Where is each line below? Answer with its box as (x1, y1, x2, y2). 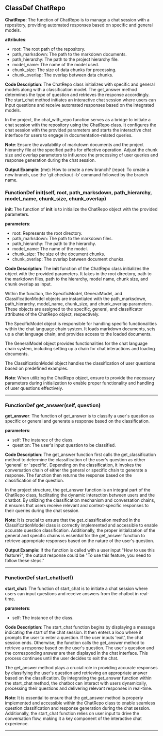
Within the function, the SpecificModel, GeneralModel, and (5, 291, 123, 297)
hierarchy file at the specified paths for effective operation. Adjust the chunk (5, 147, 158, 152)
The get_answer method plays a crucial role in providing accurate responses (5, 664, 158, 670)
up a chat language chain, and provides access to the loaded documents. (5, 331, 152, 337)
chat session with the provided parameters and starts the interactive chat (5, 127, 151, 133)
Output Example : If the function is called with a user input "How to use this (5, 547, 155, 553)
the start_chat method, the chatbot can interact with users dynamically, (5, 680, 147, 686)
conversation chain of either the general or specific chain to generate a (5, 467, 147, 473)
